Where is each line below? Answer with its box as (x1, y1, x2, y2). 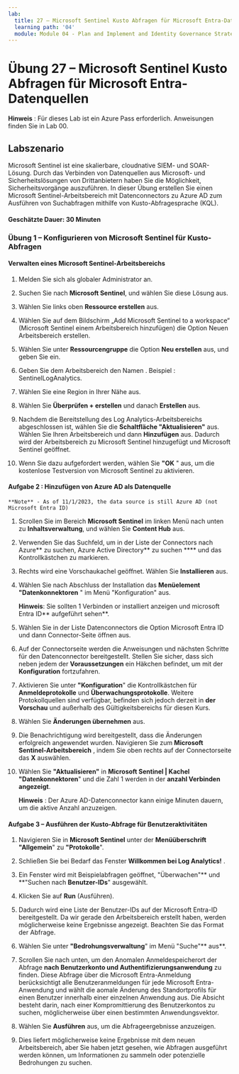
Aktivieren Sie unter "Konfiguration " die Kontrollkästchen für (18, 681, 197, 689)
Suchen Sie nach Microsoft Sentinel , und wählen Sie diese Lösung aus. (18, 289, 229, 297)
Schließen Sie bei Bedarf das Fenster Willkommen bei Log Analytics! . (18, 857, 226, 866)
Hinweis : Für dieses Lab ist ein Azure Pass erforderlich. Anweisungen (8, 114, 214, 123)
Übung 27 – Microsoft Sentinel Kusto (8, 61, 228, 77)
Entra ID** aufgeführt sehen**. (18, 609, 109, 617)
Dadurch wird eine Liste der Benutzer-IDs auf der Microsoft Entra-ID (18, 905, 218, 914)
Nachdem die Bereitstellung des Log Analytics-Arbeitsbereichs (18, 415, 203, 423)
